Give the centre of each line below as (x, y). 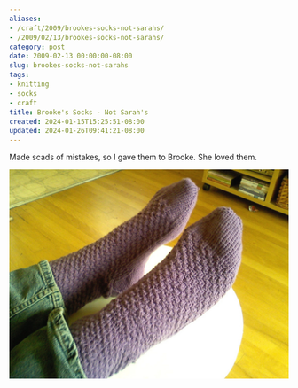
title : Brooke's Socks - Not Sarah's (79, 112)
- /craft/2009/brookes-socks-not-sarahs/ (87, 28)
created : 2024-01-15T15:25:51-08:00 (77, 121)
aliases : (25, 19)
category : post (37, 47)
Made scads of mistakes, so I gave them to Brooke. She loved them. (133, 157)
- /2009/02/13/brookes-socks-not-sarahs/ (87, 37)
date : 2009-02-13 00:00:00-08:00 (71, 56)
